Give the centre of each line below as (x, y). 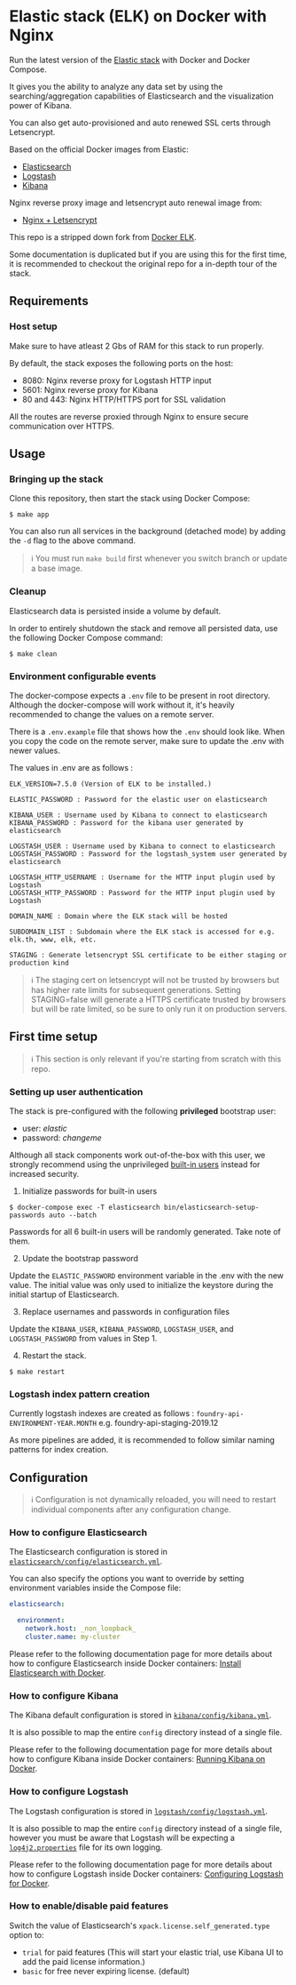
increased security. (44, 1174)
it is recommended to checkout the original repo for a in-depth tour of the (143, 263)
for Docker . (30, 1883)
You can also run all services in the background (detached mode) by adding (148, 532)
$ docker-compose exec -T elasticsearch (85, 1208)
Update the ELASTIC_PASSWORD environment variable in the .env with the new (147, 1276)
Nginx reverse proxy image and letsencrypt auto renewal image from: (136, 203)
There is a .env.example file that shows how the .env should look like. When (147, 732)
